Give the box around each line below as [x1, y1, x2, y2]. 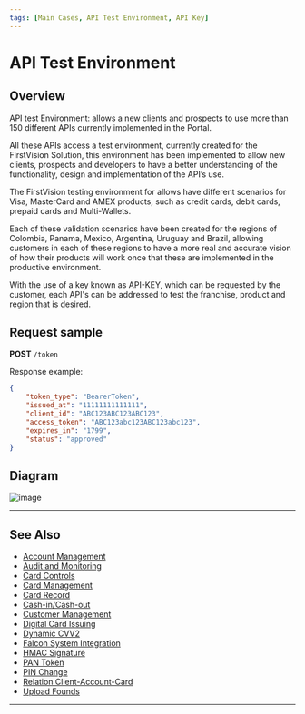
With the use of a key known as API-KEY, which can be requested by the [9, 279, 281, 290]
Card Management [22, 580, 93, 591]
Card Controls [22, 571, 75, 582]
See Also [9, 527, 61, 543]
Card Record [22, 590, 71, 601]
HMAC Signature [22, 648, 86, 659]
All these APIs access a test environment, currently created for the [9, 140, 258, 151]
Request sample [9, 325, 103, 340]
